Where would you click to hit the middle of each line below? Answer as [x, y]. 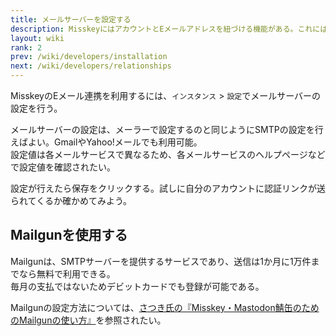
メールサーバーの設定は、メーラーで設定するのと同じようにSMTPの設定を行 [167, 129]
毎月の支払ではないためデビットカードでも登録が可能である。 [137, 286]
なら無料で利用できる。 [67, 273]
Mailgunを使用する [69, 235]
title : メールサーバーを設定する [71, 19]
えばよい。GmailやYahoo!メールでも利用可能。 [106, 142]
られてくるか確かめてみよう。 [71, 200]
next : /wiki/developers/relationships [91, 66]
